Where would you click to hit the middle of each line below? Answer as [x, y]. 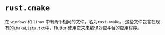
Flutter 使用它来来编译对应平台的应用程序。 [98, 28]
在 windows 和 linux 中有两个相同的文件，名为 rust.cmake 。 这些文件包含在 [81, 21]
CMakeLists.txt [30, 28]
